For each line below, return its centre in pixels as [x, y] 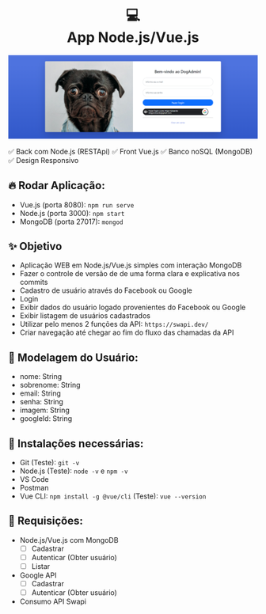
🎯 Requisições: [46, 521]
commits [34, 282]
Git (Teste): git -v [49, 462]
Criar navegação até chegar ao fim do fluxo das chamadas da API [127, 332]
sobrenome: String [50, 385]
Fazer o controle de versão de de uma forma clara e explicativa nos [129, 274]
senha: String [41, 402]
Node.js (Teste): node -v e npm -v [74, 471]
